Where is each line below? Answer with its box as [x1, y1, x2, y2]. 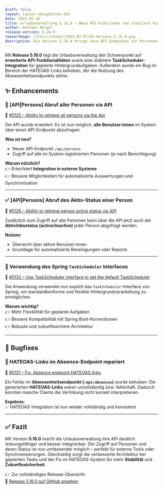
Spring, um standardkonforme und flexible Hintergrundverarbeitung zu [5, 289, 147, 295]
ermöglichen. [5, 294, 32, 300]
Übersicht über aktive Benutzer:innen [12, 241, 87, 247]
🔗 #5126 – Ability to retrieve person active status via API [5, 208, 117, 214]
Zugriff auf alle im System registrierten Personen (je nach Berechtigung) [12, 151, 157, 157]
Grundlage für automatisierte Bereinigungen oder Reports [12, 246, 128, 252]
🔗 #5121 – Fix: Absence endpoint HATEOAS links [5, 369, 101, 375]
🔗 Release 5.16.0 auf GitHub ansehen [5, 478, 79, 484]
